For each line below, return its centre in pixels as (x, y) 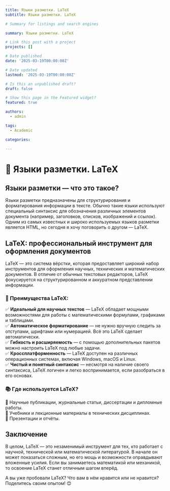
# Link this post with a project (41, 42)
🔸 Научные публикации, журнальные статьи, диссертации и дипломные (84, 402)
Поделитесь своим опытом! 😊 (39, 483)
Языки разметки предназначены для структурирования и (68, 200)
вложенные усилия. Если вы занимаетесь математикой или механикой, (83, 463)
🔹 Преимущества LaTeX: (37, 298)
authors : (14, 112)
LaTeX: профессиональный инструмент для (79, 243)
